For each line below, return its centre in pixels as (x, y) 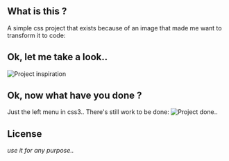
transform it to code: (36, 35)
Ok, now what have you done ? (75, 96)
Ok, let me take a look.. (58, 57)
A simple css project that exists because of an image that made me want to (114, 28)
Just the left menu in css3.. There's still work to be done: (88, 112)
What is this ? (37, 11)
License (25, 134)
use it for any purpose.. (41, 151)
